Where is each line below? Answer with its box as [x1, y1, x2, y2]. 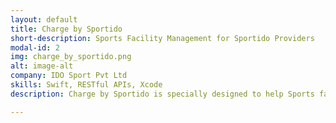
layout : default [10, 14, 78, 25]
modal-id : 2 [10, 42, 60, 53]
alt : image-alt [10, 61, 74, 71]
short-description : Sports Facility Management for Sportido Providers [10, 33, 315, 43]
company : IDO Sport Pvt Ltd [10, 71, 128, 81]
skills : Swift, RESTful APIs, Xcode [10, 80, 163, 90]
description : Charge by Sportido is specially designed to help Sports [10, 89, 315, 99]
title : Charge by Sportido [10, 24, 123, 34]
